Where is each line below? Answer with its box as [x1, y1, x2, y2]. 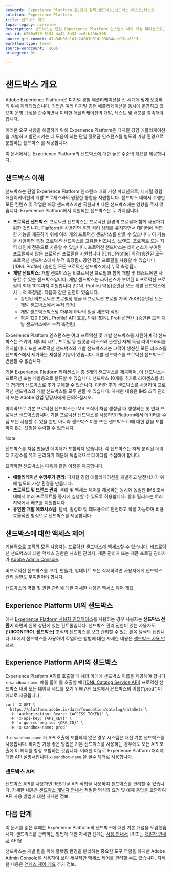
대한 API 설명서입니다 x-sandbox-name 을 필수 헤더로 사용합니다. [5, 754, 133, 760]
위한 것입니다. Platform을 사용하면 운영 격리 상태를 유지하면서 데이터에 [12, 225, 154, 231]
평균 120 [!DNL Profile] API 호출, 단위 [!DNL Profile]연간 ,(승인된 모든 [20, 315, 160, 321]
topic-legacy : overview [5, 22, 56, 27]
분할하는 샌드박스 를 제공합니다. [5, 140, 69, 146]
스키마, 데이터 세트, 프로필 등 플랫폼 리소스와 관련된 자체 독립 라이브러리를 [18, 339, 166, 345]
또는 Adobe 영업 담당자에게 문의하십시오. [10, 394, 93, 401]
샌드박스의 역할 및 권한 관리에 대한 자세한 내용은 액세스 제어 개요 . [5, 585, 135, 591]
